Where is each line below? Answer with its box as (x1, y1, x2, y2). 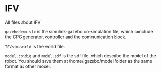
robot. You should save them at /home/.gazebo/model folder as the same (5, 58, 153, 64)
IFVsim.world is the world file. (5, 43, 65, 49)
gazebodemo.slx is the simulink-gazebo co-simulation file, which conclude (5, 28, 153, 34)
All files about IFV (5, 19, 41, 25)
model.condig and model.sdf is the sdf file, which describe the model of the (5, 52, 156, 59)
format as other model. (5, 63, 51, 69)
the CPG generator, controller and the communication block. (5, 34, 126, 40)
